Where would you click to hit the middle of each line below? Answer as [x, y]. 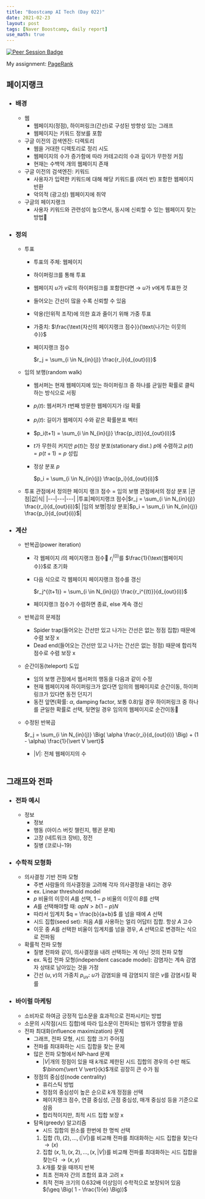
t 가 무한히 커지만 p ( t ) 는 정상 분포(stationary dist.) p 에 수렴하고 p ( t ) [113, 446]
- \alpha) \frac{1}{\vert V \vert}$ [64, 741]
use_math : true [26, 35]
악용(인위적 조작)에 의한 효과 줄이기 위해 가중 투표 [92, 314]
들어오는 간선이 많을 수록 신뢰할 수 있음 [80, 301]
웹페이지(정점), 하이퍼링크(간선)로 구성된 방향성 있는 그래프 [103, 125]
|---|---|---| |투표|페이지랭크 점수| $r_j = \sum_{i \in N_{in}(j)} [120, 499]
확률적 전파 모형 [43, 944]
